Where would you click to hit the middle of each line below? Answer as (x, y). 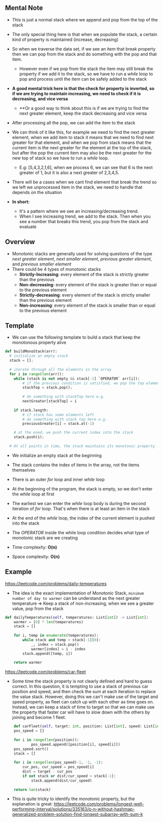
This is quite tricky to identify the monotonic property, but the (73, 799)
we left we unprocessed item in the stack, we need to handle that (77, 187)
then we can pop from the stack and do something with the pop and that (84, 54)
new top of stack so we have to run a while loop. (60, 158)
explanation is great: (32, 804)
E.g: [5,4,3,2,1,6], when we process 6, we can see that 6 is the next (86, 167)
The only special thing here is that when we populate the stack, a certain (85, 34)
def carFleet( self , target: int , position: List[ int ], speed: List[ (84, 726)
